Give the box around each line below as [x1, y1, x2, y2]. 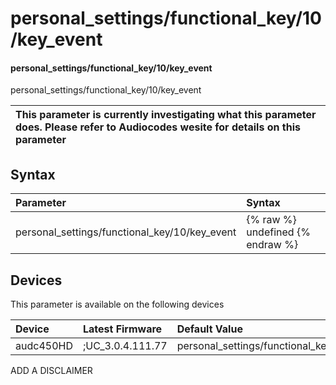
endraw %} [246, 238, 299, 252]
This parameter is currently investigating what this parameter [15, 108, 317, 122]
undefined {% [246, 225, 311, 239]
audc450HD [15, 339, 73, 353]
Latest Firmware [82, 322, 163, 336]
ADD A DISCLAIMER [10, 365, 93, 377]
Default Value [176, 322, 243, 336]
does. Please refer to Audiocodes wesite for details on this [15, 120, 301, 134]
